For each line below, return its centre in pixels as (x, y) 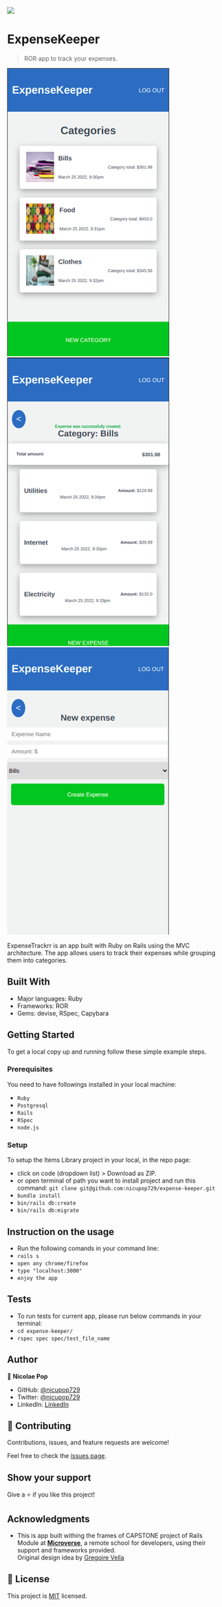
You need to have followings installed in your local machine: (92, 1084)
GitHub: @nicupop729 (48, 1390)
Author (22, 1360)
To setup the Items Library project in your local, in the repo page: (99, 1160)
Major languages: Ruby (50, 998)
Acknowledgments (49, 1519)
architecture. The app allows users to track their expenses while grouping (111, 953)
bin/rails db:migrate (48, 1211)
